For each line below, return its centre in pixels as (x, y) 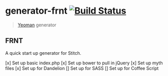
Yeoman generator (37, 25)
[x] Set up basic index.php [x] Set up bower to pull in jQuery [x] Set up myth (84, 63)
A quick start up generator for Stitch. (43, 53)
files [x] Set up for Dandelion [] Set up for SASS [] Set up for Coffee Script (82, 68)
